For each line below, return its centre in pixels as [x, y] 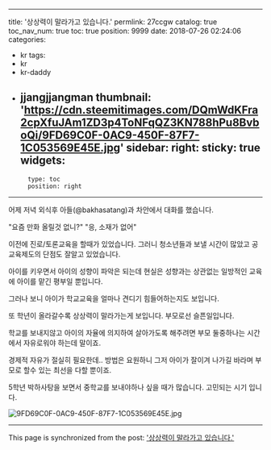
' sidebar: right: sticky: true [190, 148]
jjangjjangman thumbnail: [85, 98]
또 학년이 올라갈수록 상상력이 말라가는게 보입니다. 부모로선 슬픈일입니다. [121, 315]
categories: [27, 40]
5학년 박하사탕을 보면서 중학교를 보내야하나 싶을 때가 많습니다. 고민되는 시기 [128, 387]
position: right [55, 186]
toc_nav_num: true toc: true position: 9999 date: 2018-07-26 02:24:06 [125, 31]
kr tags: [33, 55]
